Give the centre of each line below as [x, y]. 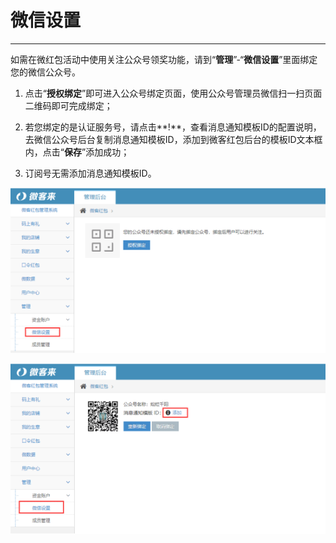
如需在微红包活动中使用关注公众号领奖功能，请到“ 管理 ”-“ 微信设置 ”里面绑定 [164, 59]
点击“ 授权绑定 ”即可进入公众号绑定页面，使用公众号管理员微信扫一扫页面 [173, 93]
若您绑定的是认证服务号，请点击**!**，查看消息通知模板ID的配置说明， [173, 127]
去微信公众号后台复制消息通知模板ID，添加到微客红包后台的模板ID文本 [169, 139]
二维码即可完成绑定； [68, 105]
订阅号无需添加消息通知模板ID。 [90, 173]
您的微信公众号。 [45, 72]
